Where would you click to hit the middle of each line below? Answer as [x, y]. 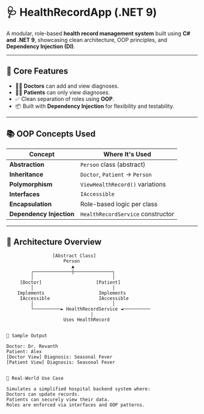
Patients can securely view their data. [58, 400]
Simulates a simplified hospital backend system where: [78, 389]
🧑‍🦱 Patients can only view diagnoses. [63, 92]
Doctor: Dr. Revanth [32, 346]
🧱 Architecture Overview [54, 242]
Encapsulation [31, 204]
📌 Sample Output [27, 336]
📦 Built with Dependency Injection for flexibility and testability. [95, 106]
